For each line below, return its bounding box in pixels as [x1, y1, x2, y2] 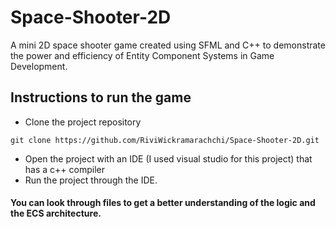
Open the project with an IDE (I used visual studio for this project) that [24, 152, 313, 165]
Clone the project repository [24, 116, 142, 128]
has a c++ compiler [24, 163, 105, 175]
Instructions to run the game [10, 89, 192, 106]
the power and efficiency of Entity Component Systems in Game [10, 49, 275, 61]
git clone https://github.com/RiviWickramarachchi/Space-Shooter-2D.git [10, 135, 320, 145]
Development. [10, 60, 68, 72]
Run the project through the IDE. [24, 174, 158, 186]
